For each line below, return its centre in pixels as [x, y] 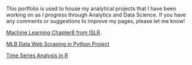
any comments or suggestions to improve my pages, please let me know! [96, 21]
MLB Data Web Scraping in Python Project [58, 44]
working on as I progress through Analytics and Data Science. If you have [96, 15]
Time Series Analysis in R [37, 55]
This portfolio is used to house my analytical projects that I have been [91, 9]
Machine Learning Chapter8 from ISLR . [54, 32]
